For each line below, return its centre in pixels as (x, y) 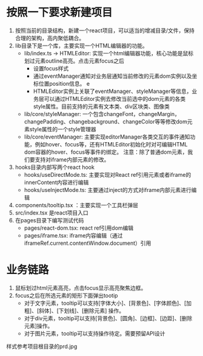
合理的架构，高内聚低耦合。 (50, 38)
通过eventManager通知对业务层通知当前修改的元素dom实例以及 (112, 76)
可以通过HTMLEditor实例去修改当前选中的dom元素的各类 (115, 98)
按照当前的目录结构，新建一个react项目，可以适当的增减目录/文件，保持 (105, 30)
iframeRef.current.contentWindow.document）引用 (88, 243)
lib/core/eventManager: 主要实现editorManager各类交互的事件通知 (107, 137)
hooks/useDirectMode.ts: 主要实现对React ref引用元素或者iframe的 (108, 174)
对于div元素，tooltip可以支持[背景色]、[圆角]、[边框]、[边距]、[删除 (108, 318)
